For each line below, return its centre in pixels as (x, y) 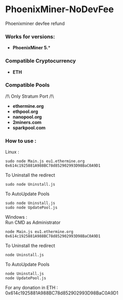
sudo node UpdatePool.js (31, 208)
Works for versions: (30, 37)
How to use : (21, 141)
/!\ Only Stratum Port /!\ (30, 96)
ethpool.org (25, 111)
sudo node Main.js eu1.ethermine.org (45, 161)
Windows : (16, 217)
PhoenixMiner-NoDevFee (59, 9)
